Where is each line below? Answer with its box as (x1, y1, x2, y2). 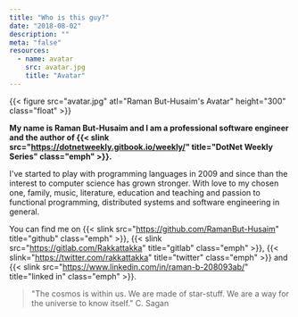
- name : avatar (17, 54, 74, 63)
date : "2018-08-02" (9, 21, 82, 30)
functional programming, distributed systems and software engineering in (9, 196, 280, 207)
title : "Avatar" (25, 71, 87, 80)
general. (9, 206, 40, 217)
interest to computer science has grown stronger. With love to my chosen (9, 178, 279, 188)
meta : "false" (9, 38, 62, 47)
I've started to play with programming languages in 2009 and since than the (9, 168, 288, 179)
